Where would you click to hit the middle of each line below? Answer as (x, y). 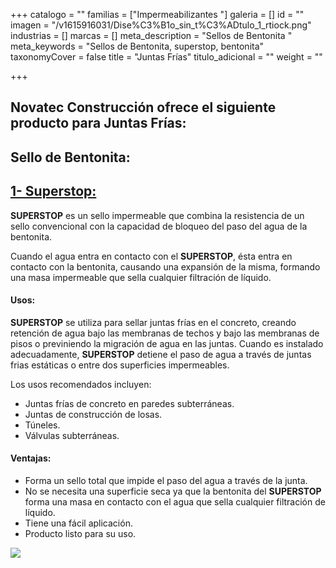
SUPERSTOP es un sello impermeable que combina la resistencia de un (157, 215)
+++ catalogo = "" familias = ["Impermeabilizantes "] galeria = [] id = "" (157, 14)
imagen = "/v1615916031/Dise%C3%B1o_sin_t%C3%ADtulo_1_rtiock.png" (161, 25)
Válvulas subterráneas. (72, 435)
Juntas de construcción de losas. (93, 414)
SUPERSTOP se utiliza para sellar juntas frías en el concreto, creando (153, 322)
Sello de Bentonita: (70, 157)
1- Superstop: (53, 191)
